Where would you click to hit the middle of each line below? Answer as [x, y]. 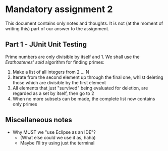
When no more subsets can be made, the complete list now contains [84, 98]
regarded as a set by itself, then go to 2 [53, 93]
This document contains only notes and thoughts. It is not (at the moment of [84, 23]
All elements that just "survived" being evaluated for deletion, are [80, 88]
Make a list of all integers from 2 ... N [51, 72]
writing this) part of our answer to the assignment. [57, 28]
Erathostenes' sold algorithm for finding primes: [55, 62]
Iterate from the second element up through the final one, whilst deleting [88, 77]
